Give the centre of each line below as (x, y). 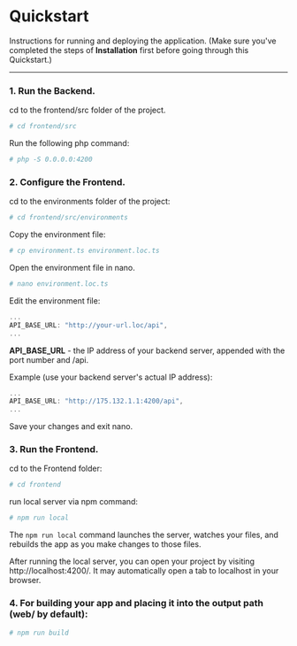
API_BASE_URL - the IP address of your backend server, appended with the (147, 350)
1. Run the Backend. (52, 90)
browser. (25, 581)
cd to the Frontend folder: (56, 469)
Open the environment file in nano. (72, 268)
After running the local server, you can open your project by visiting (132, 561)
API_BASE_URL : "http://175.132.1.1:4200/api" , (96, 401)
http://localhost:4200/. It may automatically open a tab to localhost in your (144, 571)
